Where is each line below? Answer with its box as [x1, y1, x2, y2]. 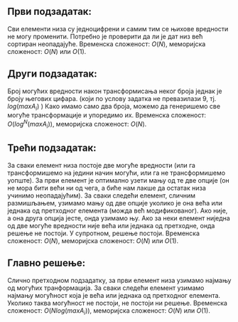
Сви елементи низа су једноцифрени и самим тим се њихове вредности [7, 24, 229, 33]
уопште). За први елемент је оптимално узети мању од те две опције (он [7, 176, 229, 184]
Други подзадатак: [7, 68, 97, 80]
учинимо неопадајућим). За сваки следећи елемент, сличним [7, 191, 196, 200]
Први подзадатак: [7, 6, 92, 18]
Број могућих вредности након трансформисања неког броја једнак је [7, 87, 222, 95]
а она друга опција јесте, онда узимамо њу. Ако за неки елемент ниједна [7, 213, 231, 222]
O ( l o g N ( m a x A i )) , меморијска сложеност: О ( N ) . [7, 119, 147, 130]
